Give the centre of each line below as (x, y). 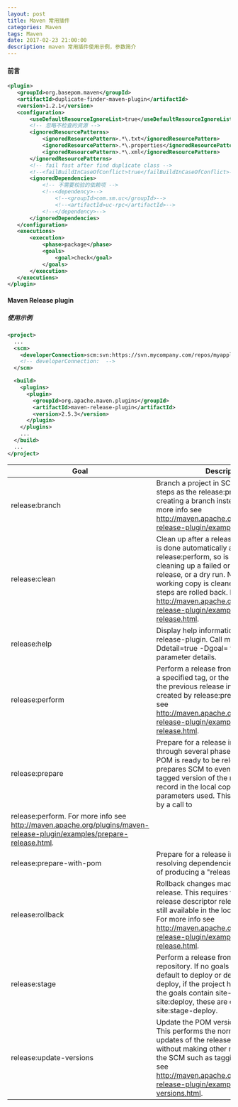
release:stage (34, 983)
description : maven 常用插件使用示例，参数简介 (72, 47)
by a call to (174, 804)
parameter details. (187, 657)
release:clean (33, 578)
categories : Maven (34, 27)
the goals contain (185, 993)
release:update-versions (52, 1057)
